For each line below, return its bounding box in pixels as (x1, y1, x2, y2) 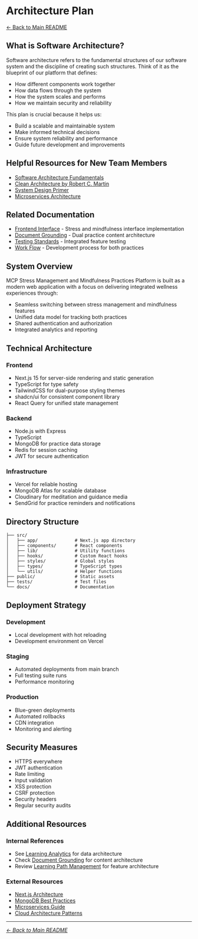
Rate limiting (14, 771, 45, 778)
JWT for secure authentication (14, 453, 89, 460)
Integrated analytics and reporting (14, 326, 98, 333)
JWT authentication (14, 764, 63, 771)
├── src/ (6, 533, 28, 539)
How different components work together (14, 80, 115, 87)
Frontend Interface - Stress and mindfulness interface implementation (14, 226, 184, 233)
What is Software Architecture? (6, 41, 125, 51)
